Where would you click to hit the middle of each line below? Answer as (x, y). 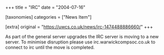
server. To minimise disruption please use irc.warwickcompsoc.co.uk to (80, 42)
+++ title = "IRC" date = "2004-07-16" (45, 7)
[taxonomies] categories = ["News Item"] (48, 17)
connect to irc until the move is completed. (50, 47)
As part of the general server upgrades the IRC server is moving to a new (82, 37)
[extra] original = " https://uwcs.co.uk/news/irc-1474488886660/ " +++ (79, 27)
